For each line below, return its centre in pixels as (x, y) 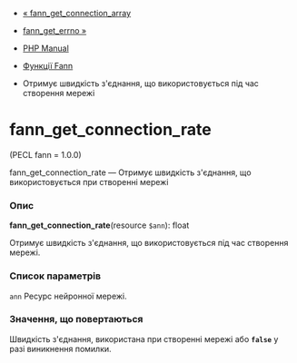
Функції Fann (48, 66)
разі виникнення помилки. (60, 348)
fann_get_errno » (54, 30)
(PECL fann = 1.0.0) (45, 154)
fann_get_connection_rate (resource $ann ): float (99, 225)
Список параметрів (55, 276)
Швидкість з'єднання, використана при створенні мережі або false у (144, 338)
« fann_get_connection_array (77, 13)
